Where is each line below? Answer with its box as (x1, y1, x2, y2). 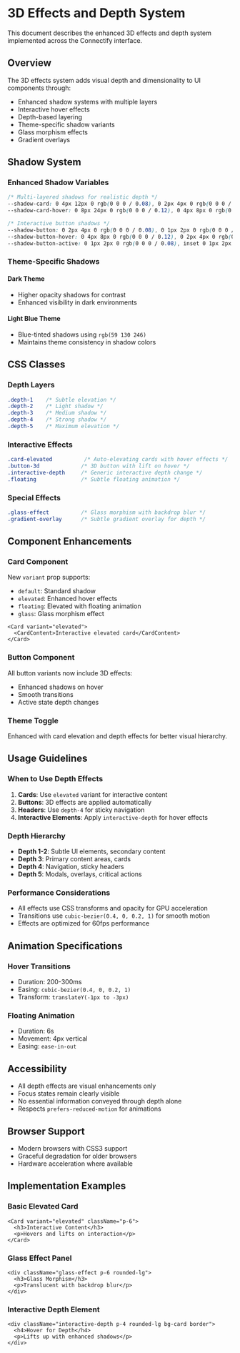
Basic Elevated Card (7, 1201, 79, 1211)
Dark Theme (7, 274, 45, 283)
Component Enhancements (7, 535, 132, 547)
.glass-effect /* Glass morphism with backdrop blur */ (7, 509, 206, 516)
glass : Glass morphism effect (17, 610, 105, 618)
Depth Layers (7, 380, 55, 390)
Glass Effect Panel (7, 1253, 72, 1263)
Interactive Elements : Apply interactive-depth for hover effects (17, 813, 209, 821)
